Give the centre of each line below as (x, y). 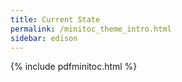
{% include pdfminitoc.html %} (74, 67)
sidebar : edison (44, 38)
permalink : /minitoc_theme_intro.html (91, 29)
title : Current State (55, 19)
